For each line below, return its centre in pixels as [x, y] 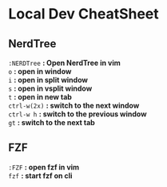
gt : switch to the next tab [52, 122]
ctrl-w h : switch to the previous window [78, 114]
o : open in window [40, 71]
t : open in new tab [40, 97]
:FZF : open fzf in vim [44, 167]
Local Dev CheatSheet [84, 14]
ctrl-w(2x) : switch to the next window [74, 106]
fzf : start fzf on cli [40, 175]
